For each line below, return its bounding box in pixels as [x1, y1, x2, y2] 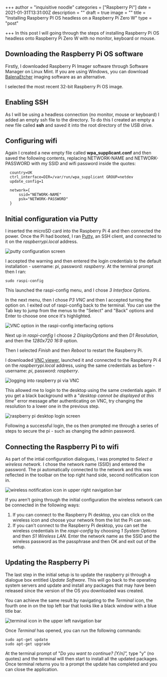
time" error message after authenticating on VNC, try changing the [5, 398, 143, 404]
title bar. [5, 608, 23, 614]
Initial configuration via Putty [5, 214, 98, 223]
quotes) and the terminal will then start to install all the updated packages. [5, 655, 158, 661]
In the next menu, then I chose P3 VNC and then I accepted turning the [5, 297, 152, 303]
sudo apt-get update [5, 637, 49, 642]
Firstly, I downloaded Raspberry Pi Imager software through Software [5, 63, 148, 69]
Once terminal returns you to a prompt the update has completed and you [5, 661, 157, 667]
